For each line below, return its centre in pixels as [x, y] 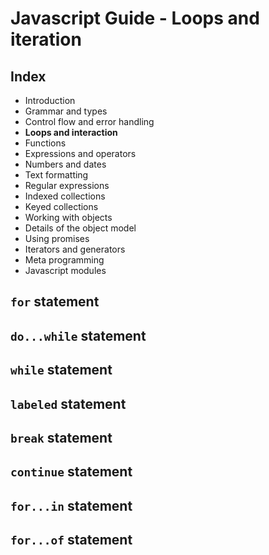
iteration [46, 39]
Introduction [50, 100]
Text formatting [56, 175]
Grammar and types [66, 111]
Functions [45, 143]
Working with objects [68, 217]
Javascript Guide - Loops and [135, 18]
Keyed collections [61, 206]
